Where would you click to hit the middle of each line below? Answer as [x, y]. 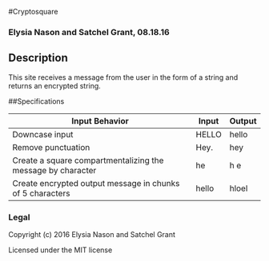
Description [38, 58]
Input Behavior [100, 121]
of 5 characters [41, 193]
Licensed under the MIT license [60, 250]
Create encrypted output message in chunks [96, 183]
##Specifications [36, 101]
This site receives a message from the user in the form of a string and [123, 77]
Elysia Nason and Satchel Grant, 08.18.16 [89, 32]
